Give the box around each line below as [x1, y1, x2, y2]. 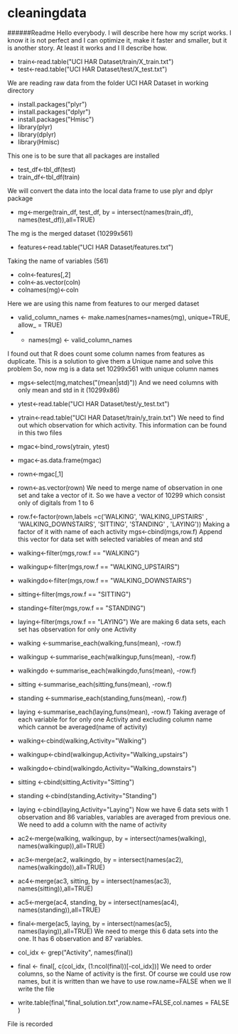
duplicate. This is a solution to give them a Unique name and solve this [7, 357, 214, 365]
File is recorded [7, 1019, 53, 1028]
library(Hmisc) [17, 137, 60, 146]
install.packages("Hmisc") [17, 115, 94, 124]
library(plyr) [17, 122, 53, 131]
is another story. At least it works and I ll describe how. [7, 43, 168, 52]
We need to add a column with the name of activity [17, 820, 167, 829]
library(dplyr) [17, 130, 57, 138]
